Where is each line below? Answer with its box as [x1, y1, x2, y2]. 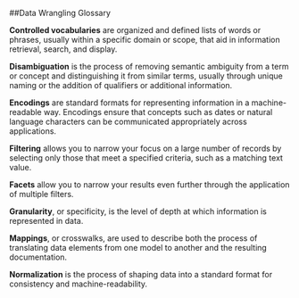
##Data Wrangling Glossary [9, 8, 112, 18]
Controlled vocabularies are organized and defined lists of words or [9, 25, 262, 35]
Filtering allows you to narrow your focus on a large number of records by [9, 143, 282, 153]
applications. [9, 126, 56, 137]
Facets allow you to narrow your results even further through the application [9, 179, 290, 190]
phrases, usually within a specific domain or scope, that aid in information [9, 35, 280, 45]
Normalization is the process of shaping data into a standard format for [9, 269, 273, 279]
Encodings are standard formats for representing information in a [9, 97, 250, 108]
